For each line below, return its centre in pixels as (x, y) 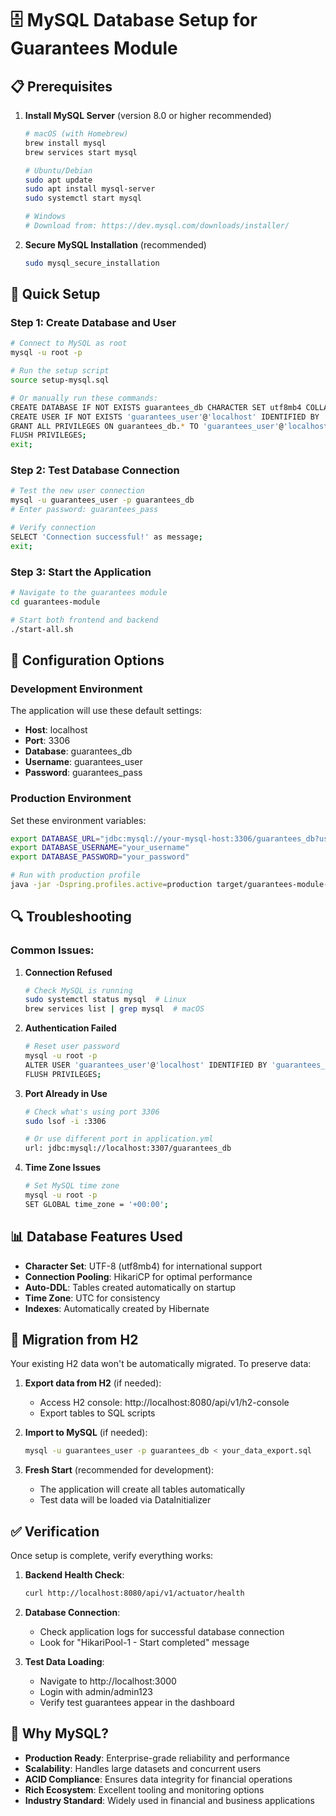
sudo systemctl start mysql (83, 198)
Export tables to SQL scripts (97, 1413)
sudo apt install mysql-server (90, 189)
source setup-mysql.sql (60, 380)
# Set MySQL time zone (72, 1186)
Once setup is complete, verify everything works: (112, 1556)
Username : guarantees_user (83, 762)
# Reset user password (72, 1047)
